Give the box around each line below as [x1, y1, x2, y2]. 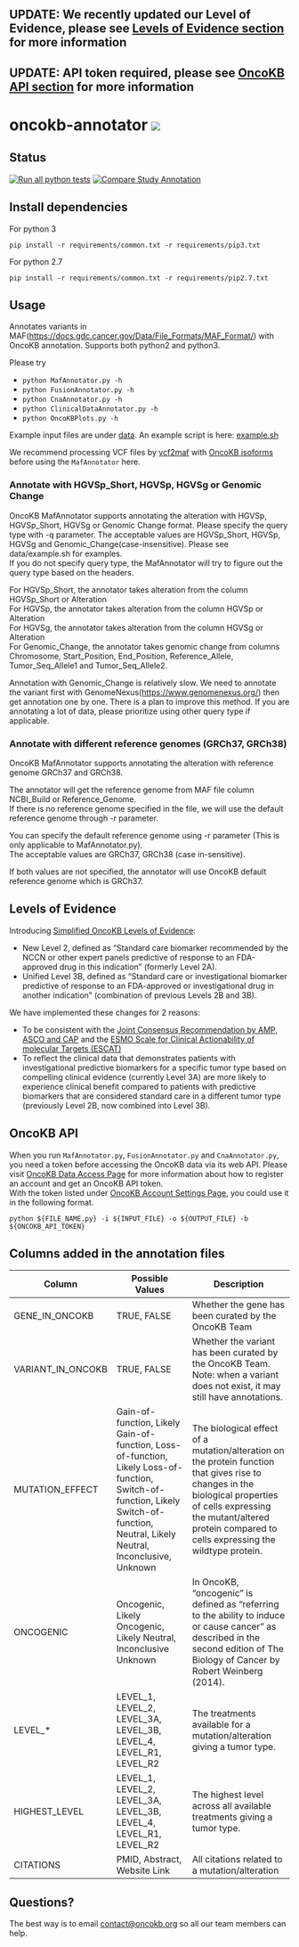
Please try [9, 357, 46, 368]
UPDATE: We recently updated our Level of [9, 7, 251, 22]
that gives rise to [191, 1467, 263, 1479]
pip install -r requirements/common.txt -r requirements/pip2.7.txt [9, 274, 269, 282]
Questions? [9, 1894, 75, 1910]
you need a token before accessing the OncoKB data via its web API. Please [9, 1158, 287, 1170]
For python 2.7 [9, 256, 63, 266]
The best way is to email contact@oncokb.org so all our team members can [9, 1918, 287, 1929]
